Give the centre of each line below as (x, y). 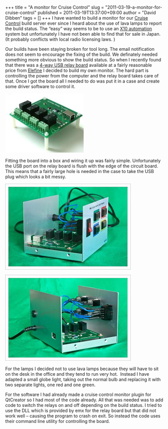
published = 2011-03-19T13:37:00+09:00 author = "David (97, 13)
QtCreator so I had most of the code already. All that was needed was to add (84, 400)
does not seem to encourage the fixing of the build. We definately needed (81, 54)
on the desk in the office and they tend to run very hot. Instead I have (77, 374)
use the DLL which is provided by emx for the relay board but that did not (81, 410)
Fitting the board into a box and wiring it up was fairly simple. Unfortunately (83, 161)
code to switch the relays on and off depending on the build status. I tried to (83, 405)
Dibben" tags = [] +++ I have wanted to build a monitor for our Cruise (77, 18)
